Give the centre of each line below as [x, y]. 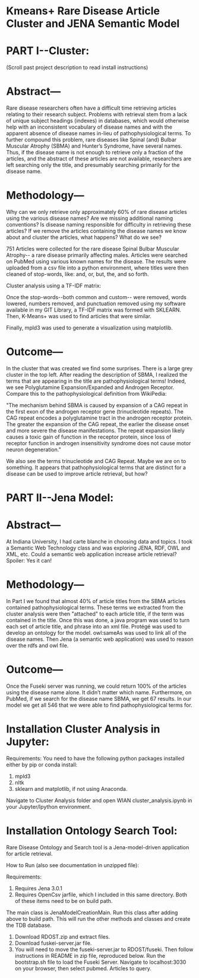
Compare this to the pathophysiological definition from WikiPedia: [87, 393]
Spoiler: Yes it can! [29, 561]
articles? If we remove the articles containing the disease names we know [97, 231]
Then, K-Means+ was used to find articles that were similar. [79, 316]
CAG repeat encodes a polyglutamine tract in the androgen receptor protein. [99, 418]
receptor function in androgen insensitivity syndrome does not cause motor [99, 443]
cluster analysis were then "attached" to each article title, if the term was [95, 614]
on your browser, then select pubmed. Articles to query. [83, 968]
